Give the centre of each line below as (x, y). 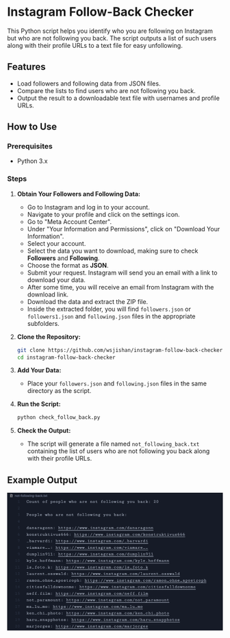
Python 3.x (32, 161)
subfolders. (43, 323)
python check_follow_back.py (59, 418)
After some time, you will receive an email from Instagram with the (120, 287)
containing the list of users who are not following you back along (118, 451)
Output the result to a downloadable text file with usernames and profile (118, 98)
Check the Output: (44, 431)
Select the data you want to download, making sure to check (113, 251)
